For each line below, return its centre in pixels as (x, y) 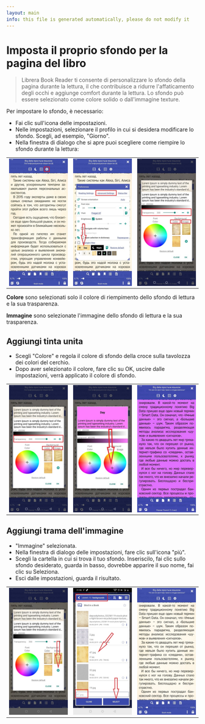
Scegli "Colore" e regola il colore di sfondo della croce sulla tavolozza (103, 356)
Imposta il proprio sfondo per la (87, 50)
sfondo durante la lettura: (47, 149)
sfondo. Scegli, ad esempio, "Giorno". (62, 136)
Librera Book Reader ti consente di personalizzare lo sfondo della (103, 80)
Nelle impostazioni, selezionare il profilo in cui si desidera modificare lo (104, 130)
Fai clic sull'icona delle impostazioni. (61, 123)
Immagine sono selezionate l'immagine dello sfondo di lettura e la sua (94, 316)
